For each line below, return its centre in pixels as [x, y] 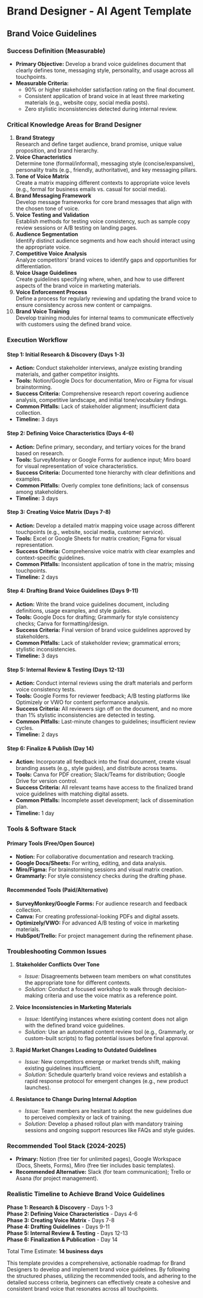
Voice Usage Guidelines [46, 273]
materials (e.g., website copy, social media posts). [87, 102]
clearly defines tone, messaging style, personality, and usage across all [105, 70]
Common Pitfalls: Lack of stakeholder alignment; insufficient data [98, 406]
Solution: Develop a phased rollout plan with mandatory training [104, 1124]
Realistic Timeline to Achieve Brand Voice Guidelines [86, 1194]
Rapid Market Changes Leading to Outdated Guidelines [86, 1050]
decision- [175, 989]
